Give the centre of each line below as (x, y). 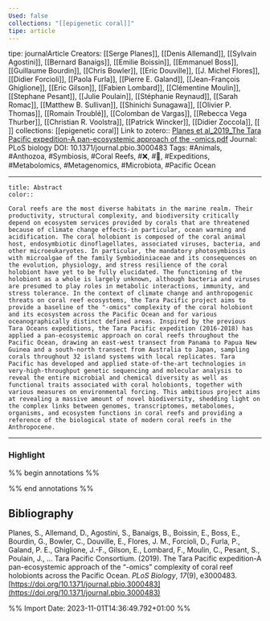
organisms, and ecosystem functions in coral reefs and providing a (125, 413)
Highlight (27, 455)
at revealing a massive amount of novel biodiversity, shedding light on (135, 400)
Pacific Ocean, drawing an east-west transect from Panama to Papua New (133, 343)
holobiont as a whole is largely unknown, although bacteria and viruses (135, 279)
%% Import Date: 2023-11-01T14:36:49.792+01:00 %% (100, 608)
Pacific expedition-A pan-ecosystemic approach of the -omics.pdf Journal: (133, 139)
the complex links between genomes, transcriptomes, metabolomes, (122, 406)
